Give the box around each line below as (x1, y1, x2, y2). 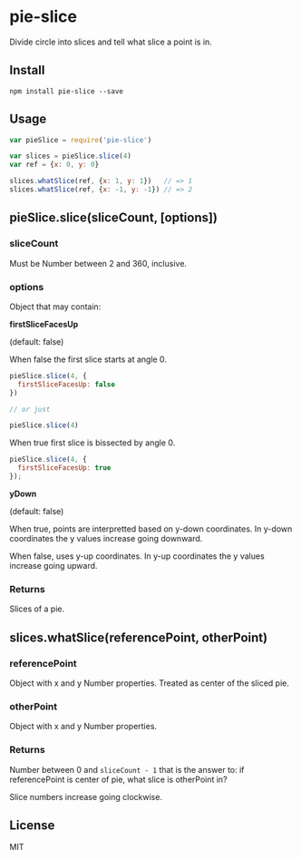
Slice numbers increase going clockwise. (9, 791, 163, 802)
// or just (9, 405, 51, 414)
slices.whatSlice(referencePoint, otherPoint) (9, 630, 268, 645)
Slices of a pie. (9, 603, 65, 614)
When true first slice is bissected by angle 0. (9, 437, 176, 448)
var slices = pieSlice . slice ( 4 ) (9, 151, 131, 161)
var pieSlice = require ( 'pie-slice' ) (9, 135, 152, 144)
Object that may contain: (9, 301, 102, 312)
